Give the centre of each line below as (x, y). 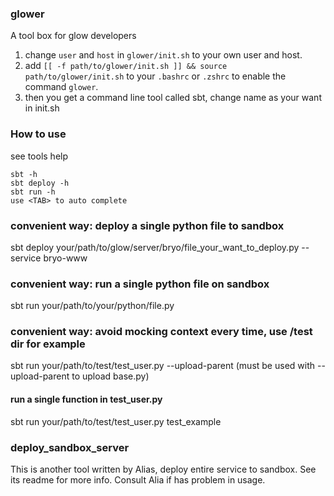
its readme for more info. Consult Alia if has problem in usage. (138, 479)
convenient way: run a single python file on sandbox (140, 284)
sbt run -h (33, 192)
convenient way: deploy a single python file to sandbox (147, 225)
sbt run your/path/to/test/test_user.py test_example (116, 421)
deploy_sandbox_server (70, 447)
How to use (38, 134)
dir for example (48, 344)
